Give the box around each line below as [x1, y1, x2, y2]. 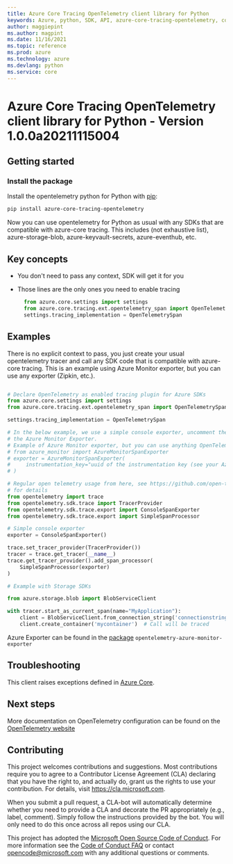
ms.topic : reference [7, 42, 67, 49]
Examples [7, 331, 51, 343]
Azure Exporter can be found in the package [7, 633, 134, 641]
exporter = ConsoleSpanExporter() [7, 531, 107, 539]
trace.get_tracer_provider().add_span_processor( [7, 557, 154, 564]
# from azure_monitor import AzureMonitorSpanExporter [7, 448, 169, 456]
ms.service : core [7, 68, 58, 75]
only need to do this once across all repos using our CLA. [7, 820, 171, 829]
